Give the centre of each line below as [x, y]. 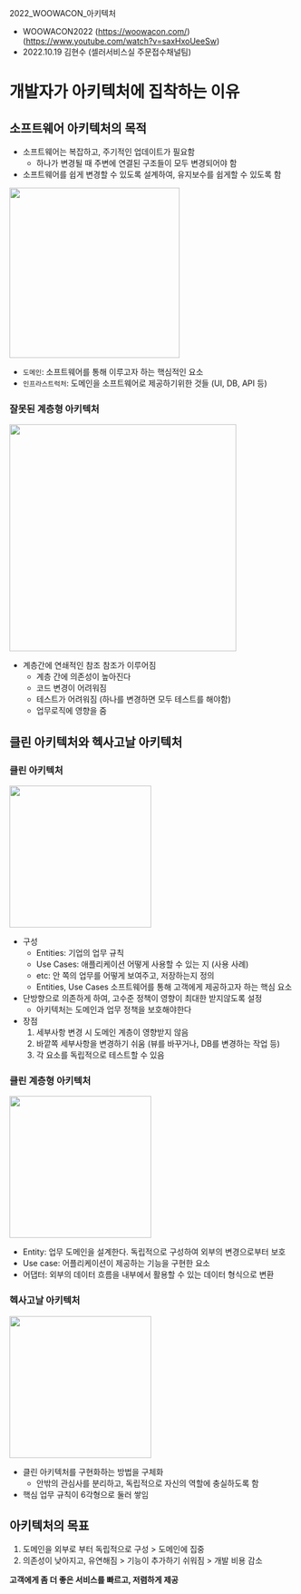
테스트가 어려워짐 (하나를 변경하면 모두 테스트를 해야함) [133, 699]
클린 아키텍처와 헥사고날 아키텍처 [96, 742]
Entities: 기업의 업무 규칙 [80, 952]
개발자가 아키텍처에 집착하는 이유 [125, 92]
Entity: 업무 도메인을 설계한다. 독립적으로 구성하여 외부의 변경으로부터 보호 [154, 1252]
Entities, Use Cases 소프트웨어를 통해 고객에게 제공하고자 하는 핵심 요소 [164, 987]
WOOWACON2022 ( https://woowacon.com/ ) [106, 31]
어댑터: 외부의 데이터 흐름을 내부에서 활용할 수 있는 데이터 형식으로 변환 [148, 1274]
